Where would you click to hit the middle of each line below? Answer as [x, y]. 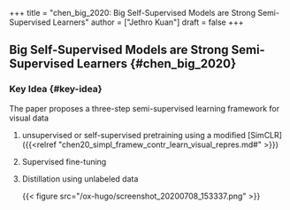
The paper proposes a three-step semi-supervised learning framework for [145, 108]
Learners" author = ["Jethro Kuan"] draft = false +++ [148, 22]
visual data [29, 118]
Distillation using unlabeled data [80, 179]
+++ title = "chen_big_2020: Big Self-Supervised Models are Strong [133, 13]
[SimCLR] [265, 135]
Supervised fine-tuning [64, 161]
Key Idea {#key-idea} [56, 89]
